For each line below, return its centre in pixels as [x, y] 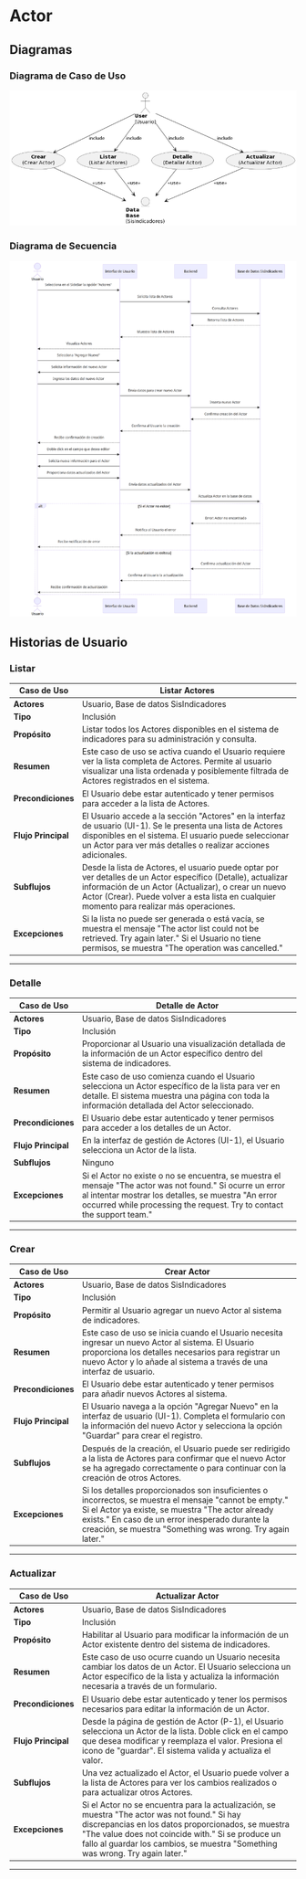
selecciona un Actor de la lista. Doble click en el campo [185, 1731]
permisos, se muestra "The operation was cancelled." [183, 948]
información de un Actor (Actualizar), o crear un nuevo [184, 887]
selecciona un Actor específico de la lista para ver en [181, 1086]
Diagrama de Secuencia [63, 246]
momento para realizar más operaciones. [158, 906]
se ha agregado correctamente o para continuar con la [184, 1468]
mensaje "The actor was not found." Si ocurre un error [183, 1185]
